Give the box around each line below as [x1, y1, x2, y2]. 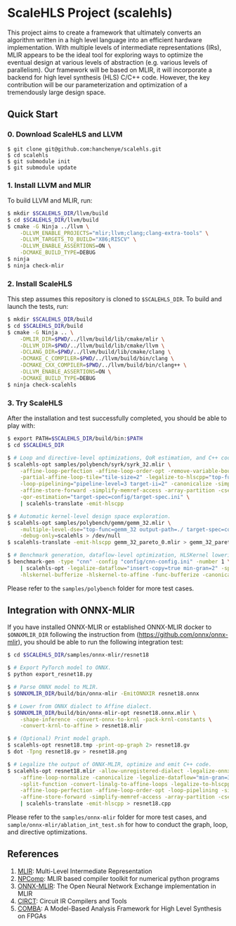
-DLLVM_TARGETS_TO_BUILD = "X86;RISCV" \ [20, 236, 137, 243]
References [7, 848, 59, 860]
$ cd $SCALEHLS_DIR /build [7, 322, 83, 329]
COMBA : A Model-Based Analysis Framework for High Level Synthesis [17, 904, 222, 913]
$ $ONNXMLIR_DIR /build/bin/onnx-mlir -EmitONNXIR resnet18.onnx [7, 690, 199, 697]
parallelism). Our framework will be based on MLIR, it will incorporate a [7, 65, 212, 74]
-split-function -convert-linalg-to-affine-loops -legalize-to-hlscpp [20, 780, 231, 787]
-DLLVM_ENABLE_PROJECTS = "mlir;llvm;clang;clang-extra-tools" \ [20, 229, 209, 236]
